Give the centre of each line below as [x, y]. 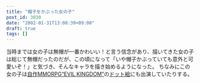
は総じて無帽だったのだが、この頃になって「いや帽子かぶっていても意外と [97, 59]
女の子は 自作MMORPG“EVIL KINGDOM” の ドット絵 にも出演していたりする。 [99, 74]
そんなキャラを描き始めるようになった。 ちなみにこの [124, 67]
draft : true [21, 28]
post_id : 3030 [24, 17]
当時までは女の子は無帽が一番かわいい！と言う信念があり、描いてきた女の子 [100, 52]
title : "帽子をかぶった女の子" [41, 12]
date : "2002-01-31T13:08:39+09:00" [50, 23]
